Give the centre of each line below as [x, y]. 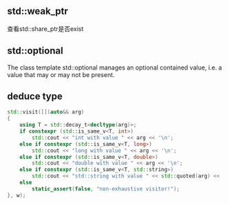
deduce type [35, 97]
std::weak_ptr [38, 11]
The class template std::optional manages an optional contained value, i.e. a [115, 67]
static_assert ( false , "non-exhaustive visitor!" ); [106, 188]
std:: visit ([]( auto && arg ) [46, 112]
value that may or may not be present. [61, 74]
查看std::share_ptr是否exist [45, 29]
